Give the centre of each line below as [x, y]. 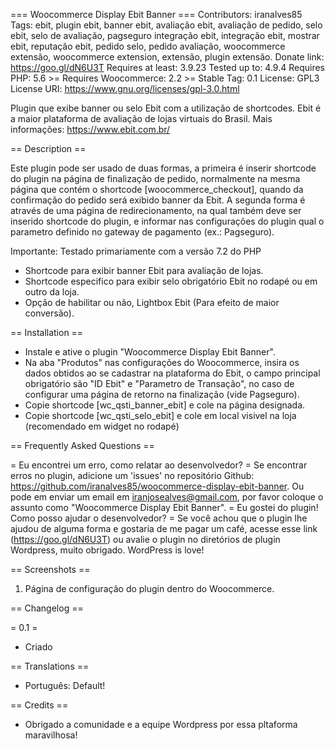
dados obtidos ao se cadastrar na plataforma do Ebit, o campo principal [172, 373]
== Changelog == [47, 608]
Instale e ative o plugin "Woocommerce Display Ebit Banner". [150, 352]
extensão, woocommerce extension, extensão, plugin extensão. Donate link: [167, 57]
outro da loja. [52, 292]
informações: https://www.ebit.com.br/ [90, 129]
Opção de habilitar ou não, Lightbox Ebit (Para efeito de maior [152, 302]
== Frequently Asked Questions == [82, 445]
